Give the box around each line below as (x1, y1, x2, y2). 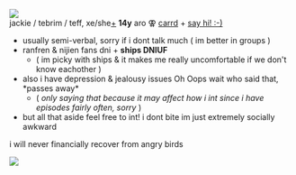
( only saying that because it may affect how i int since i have (35, 93, 265, 103)
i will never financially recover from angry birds (9, 139, 184, 149)
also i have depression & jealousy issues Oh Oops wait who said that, (22, 73, 279, 84)
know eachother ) (35, 64, 102, 74)
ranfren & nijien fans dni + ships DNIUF (22, 45, 168, 55)
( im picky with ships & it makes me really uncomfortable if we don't (35, 54, 287, 65)
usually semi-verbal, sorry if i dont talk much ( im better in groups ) (22, 35, 272, 45)
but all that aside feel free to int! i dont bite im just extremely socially (22, 112, 275, 122)
